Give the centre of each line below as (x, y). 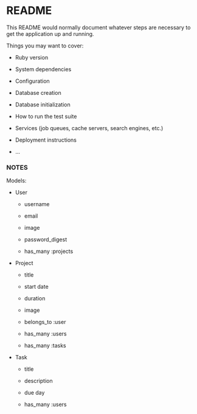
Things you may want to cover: (45, 46)
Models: (16, 181)
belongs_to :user (45, 322)
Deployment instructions (46, 140)
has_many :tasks (45, 346)
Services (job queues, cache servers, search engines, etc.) (89, 128)
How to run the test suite (46, 116)
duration (35, 298)
